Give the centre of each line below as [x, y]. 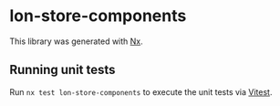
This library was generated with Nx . [76, 41]
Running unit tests [62, 70]
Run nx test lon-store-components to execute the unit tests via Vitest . [141, 91]
